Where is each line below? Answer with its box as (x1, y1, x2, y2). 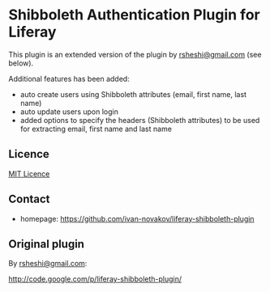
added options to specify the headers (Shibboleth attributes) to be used (19, 115, 260, 125)
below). (8, 58, 34, 68)
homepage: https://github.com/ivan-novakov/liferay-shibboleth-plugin (19, 214, 255, 223)
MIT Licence (8, 168, 50, 179)
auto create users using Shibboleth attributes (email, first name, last (19, 89, 247, 99)
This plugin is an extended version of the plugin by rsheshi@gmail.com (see (8, 49, 262, 59)
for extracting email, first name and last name (19, 124, 173, 133)
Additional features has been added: (8, 74, 130, 83)
